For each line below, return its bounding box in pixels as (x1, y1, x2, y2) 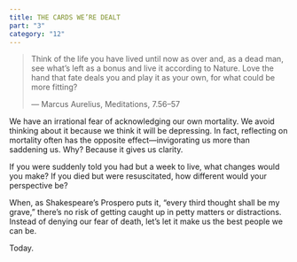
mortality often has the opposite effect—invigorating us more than (9, 135, 250, 146)
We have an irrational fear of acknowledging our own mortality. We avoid (9, 116, 275, 127)
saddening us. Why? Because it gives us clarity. (9, 144, 184, 155)
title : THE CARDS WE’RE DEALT (9, 12, 121, 22)
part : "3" (9, 21, 46, 30)
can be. (9, 226, 37, 236)
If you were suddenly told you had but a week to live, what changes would (9, 161, 280, 173)
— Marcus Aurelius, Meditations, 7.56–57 (30, 99, 180, 110)
